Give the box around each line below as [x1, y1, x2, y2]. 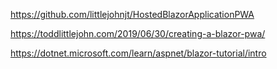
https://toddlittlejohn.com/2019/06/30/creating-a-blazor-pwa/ [10, 28, 266, 39]
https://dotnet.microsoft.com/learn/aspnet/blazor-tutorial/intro [10, 47, 267, 59]
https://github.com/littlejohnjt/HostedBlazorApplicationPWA [10, 9, 255, 20]
